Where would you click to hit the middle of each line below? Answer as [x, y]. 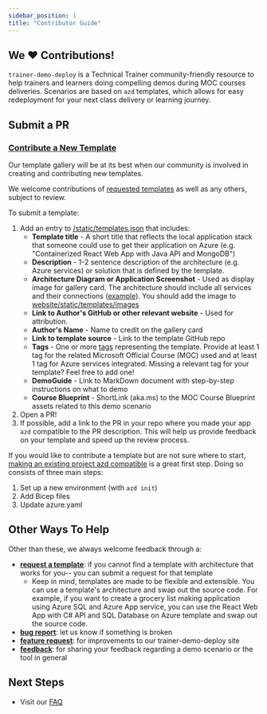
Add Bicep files [45, 496]
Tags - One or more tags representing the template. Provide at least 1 [145, 347]
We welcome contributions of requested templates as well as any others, [128, 189]
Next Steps [36, 683]
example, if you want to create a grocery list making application [136, 598]
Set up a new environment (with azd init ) [88, 488]
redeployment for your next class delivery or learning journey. [110, 100]
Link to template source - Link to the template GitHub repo [128, 338]
